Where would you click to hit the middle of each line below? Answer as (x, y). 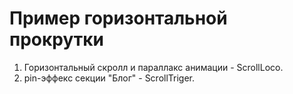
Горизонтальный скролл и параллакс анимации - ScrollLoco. (153, 67)
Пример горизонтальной (118, 18)
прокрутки (57, 39)
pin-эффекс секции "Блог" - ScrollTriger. (109, 78)
